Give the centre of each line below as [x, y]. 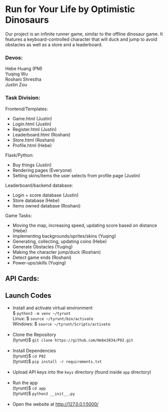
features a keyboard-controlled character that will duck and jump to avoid [81, 39]
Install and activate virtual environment [52, 308]
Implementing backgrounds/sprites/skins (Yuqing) [64, 236]
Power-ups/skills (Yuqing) [39, 262]
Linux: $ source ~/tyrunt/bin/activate [53, 318]
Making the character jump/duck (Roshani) [57, 252]
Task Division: [23, 98]
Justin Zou [16, 85]
